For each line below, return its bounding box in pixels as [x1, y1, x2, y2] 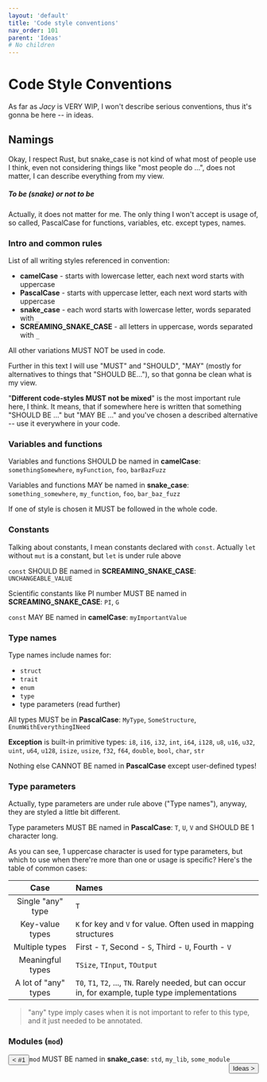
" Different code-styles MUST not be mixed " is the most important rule [8, 394, 241, 403]
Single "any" [17, 896, 64, 907]
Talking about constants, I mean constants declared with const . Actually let [8, 542, 256, 552]
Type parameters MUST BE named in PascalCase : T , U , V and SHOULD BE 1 [8, 823, 254, 832]
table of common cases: [8, 863, 87, 873]
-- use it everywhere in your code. [8, 419, 121, 429]
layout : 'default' [8, 11, 69, 20]
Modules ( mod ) [8, 1036, 64, 1047]
